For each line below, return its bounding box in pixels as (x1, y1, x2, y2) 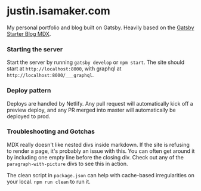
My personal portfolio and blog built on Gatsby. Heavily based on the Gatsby (7, 24, 194, 31)
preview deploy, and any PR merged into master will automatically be (7, 106, 176, 113)
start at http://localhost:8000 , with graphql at (7, 65, 122, 72)
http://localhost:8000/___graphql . (7, 72, 94, 79)
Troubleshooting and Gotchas (7, 127, 95, 135)
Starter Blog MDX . (7, 30, 51, 37)
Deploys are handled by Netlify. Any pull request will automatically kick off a (7, 100, 193, 107)
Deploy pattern (7, 87, 51, 95)
